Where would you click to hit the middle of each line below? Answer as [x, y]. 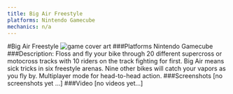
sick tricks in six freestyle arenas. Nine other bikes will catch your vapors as [116, 69]
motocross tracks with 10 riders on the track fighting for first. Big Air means [116, 61]
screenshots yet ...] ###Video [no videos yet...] [75, 84]
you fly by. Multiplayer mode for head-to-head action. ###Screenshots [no [115, 76]
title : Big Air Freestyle [45, 14]
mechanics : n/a [29, 26]
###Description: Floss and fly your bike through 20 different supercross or [115, 54]
